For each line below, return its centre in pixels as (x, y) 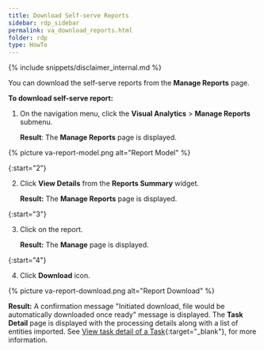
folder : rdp (28, 38)
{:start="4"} (27, 260)
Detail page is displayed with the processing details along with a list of (123, 323)
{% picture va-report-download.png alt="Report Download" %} (112, 291)
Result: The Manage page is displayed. (84, 245)
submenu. (36, 122)
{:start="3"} (27, 214)
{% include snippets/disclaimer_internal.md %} (85, 67)
